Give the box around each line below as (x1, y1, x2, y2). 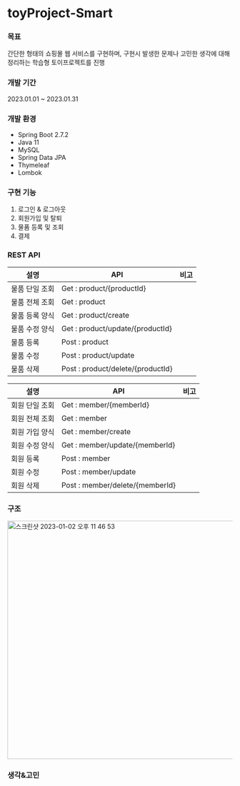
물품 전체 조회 (11, 297, 55, 307)
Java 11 (17, 138, 39, 147)
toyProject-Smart (7, 5, 113, 21)
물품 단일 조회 (11, 283, 55, 293)
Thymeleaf (17, 161, 50, 169)
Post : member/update (61, 466, 136, 476)
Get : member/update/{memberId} (61, 440, 176, 450)
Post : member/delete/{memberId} (61, 480, 176, 490)
